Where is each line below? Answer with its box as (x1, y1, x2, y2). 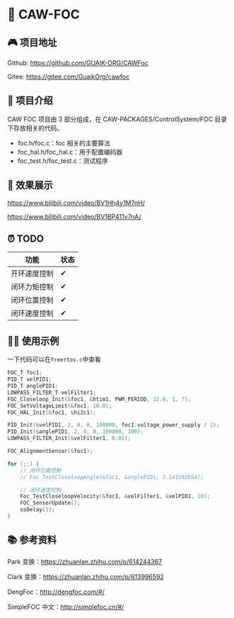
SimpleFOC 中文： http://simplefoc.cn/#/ (7, 602, 124, 611)
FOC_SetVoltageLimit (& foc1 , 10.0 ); (7, 402, 112, 410)
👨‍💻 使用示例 (7, 335, 59, 347)
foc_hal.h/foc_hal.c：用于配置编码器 (17, 147, 123, 156)
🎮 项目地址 (7, 36, 57, 48)
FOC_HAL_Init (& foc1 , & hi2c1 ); (7, 409, 97, 416)
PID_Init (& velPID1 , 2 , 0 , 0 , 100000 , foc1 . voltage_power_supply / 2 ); (7, 422, 220, 429)
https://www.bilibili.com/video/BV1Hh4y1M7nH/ (7, 198, 145, 207)
